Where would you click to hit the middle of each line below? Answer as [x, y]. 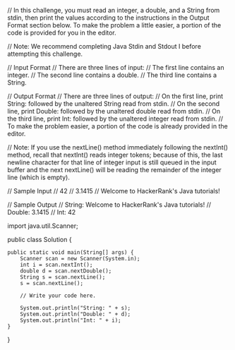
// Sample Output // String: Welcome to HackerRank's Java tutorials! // [109, 205]
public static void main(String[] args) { [71, 253]
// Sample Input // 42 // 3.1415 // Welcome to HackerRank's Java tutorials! [114, 191]
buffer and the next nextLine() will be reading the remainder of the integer [115, 170]
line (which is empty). [39, 177]
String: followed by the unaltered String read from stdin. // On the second [114, 104]
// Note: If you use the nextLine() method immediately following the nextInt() [117, 147]
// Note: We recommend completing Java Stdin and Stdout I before [104, 46]
